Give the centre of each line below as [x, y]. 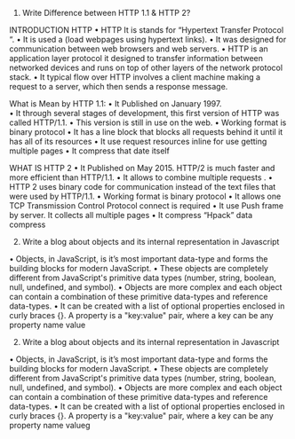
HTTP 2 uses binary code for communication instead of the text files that [143, 187]
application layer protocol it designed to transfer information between [136, 58]
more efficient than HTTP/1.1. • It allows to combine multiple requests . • [141, 177]
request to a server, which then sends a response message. [119, 86]
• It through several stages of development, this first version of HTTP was [144, 113]
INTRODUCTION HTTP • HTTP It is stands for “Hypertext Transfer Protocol [147, 30]
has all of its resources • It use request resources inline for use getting [138, 141]
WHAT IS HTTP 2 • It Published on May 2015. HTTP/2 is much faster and [142, 168]
